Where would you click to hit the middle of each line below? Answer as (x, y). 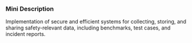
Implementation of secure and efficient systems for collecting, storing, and (96, 22)
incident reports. (26, 34)
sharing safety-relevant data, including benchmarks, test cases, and (88, 28)
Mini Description (30, 9)
